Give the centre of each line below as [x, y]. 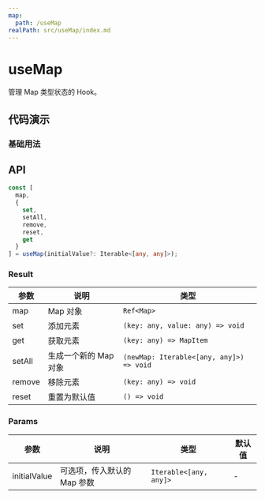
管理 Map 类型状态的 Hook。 [54, 92]
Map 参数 [77, 482]
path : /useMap [38, 23]
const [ [21, 188]
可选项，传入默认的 [96, 471]
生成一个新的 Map [81, 356]
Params [23, 422]
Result [21, 275]
